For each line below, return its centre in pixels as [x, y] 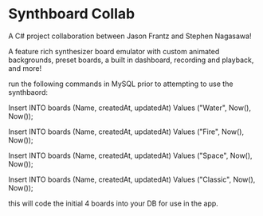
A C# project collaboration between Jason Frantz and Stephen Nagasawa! [130, 36]
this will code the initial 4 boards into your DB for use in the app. [114, 203]
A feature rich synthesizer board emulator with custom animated [114, 51]
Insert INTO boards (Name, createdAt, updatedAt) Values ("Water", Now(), [130, 108]
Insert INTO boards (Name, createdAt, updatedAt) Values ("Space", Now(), [130, 155]
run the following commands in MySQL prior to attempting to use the [121, 84]
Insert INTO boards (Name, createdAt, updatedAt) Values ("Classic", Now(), [132, 179]
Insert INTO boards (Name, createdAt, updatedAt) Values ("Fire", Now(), [126, 132]
